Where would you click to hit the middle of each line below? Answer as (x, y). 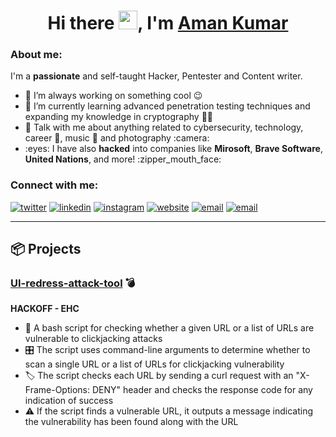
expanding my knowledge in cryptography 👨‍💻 (119, 117)
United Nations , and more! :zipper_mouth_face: (123, 159)
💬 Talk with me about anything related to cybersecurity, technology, (164, 127)
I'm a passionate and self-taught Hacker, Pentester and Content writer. (156, 76)
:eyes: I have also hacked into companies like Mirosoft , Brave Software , (173, 149)
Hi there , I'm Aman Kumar (168, 23)
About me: (36, 55)
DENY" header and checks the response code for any (202, 390)
